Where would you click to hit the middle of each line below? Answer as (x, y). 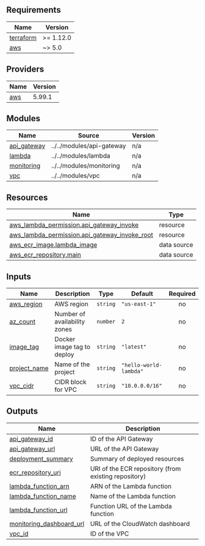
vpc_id (19, 533)
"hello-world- (142, 365)
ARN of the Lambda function (131, 486)
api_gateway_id (31, 438)
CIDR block (70, 382)
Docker (65, 339)
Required (182, 294)
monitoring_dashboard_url (47, 523)
